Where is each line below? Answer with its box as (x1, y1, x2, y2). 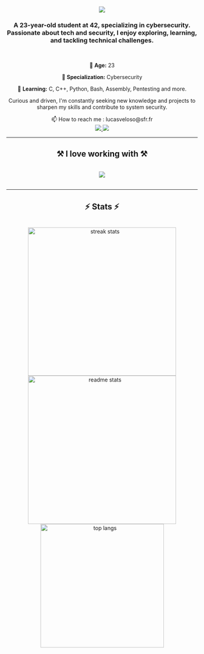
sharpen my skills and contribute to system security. (36, 103, 168, 111)
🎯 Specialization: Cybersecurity (61, 74, 143, 81)
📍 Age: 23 (89, 61, 115, 69)
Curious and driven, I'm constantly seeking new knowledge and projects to (8, 97, 196, 105)
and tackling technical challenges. (50, 37, 154, 45)
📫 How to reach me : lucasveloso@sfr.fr (51, 116, 153, 123)
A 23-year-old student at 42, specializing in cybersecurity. (13, 21, 191, 30)
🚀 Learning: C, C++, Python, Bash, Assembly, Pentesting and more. (17, 85, 187, 92)
